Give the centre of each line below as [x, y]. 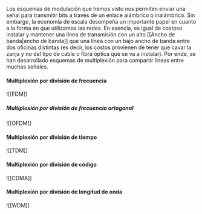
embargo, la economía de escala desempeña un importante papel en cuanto [101, 22]
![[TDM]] [17, 150]
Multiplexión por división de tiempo [52, 137]
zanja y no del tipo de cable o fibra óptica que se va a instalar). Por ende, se [101, 54]
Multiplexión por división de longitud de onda [64, 192]
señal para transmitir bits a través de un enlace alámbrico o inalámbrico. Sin [101, 15]
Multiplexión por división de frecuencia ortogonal [70, 108]
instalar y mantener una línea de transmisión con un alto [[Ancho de [91, 35]
